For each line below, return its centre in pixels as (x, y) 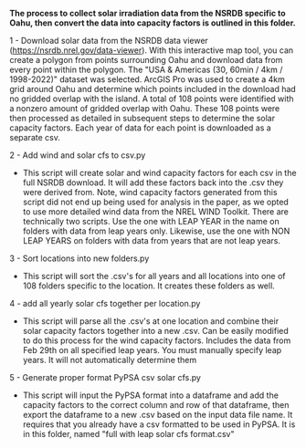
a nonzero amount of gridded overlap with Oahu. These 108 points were (145, 108)
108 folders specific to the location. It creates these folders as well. (149, 286)
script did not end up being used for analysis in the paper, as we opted (156, 202)
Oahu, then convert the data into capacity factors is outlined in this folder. (153, 23)
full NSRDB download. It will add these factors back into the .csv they (153, 182)
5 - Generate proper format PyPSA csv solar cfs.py (105, 377)
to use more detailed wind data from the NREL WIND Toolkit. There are (156, 212)
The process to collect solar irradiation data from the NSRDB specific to (148, 13)
